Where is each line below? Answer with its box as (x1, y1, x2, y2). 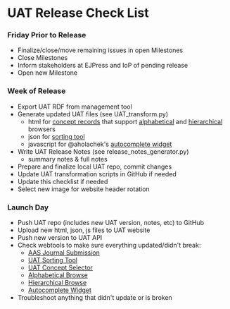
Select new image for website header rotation (17, 185, 150, 193)
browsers (27, 125, 56, 133)
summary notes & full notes (27, 154, 108, 163)
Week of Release (7, 86, 66, 96)
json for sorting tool (27, 132, 86, 140)
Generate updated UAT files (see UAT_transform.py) (17, 109, 169, 118)
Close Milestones (17, 54, 68, 62)
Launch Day (7, 202, 49, 212)
